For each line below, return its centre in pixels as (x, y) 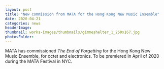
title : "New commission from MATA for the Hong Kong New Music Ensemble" (82, 14)
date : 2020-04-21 (23, 19)
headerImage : (18, 28)
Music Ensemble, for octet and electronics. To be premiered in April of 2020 (82, 56)
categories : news (23, 23)
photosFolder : (20, 37)
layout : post (18, 10)
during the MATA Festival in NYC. (39, 61)
